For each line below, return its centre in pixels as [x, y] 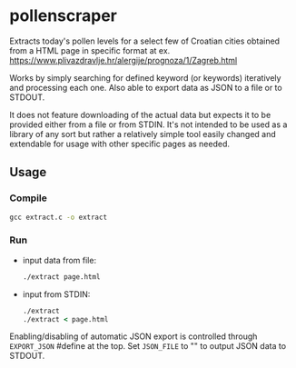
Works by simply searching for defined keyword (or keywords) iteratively [145, 77]
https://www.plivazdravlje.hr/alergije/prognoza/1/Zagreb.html [123, 60]
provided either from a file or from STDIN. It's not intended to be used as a [148, 124]
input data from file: [59, 260]
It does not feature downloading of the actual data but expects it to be [140, 114]
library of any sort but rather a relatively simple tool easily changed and [143, 134]
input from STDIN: [56, 294]
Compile [28, 198]
